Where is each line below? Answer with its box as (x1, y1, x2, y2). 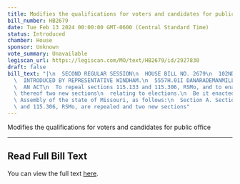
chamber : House (7, 37, 53, 44)
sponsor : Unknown (7, 44, 59, 51)
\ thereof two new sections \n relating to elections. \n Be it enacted (14, 90, 235, 97)
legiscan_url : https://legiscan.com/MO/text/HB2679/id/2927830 (7, 57, 200, 64)
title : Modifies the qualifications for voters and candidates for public (7, 10, 235, 18)
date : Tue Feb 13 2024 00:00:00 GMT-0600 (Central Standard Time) (7, 24, 209, 31)
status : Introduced (7, 30, 66, 38)
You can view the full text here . (7, 169, 99, 178)
